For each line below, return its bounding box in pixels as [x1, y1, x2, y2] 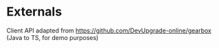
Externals [6, 4, 62, 20]
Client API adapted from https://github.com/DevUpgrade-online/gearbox [6, 26, 212, 34]
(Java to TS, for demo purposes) [6, 33, 99, 41]
